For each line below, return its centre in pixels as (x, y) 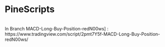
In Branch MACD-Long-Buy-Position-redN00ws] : (57, 28)
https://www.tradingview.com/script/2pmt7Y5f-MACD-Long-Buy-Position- (82, 34)
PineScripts (30, 9)
